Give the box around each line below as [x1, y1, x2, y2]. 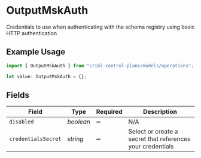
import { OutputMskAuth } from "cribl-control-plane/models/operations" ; [6, 63, 194, 69]
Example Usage [6, 47, 66, 57]
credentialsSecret [9, 135, 62, 142]
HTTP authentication [6, 29, 57, 36]
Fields [6, 90, 30, 100]
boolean [67, 117, 91, 126]
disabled [9, 119, 34, 125]
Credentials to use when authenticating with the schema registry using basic [6, 23, 195, 30]
